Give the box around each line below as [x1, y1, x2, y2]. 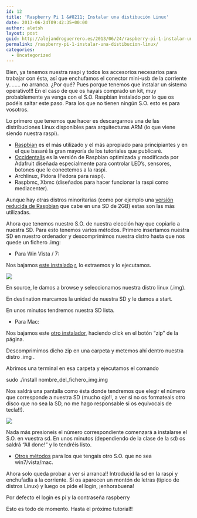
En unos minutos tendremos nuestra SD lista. [6, 307, 115, 314]
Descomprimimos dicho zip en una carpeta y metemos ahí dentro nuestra [6, 347, 184, 354]
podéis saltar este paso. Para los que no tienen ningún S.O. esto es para [6, 99, 180, 106]
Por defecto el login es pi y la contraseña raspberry [6, 494, 130, 501]
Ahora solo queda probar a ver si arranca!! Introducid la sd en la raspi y [6, 470, 178, 477]
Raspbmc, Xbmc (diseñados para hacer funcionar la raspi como [14, 179, 169, 186]
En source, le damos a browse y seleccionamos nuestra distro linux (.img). [6, 284, 186, 291]
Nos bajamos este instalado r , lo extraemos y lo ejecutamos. [6, 261, 151, 268]
